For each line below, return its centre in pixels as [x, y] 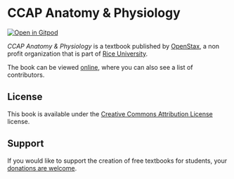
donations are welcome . [42, 168]
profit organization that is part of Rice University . [78, 54]
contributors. [26, 75]
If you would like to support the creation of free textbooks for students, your [117, 161]
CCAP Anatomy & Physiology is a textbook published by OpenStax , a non [113, 46]
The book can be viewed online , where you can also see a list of [100, 67]
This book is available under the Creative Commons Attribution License [110, 113]
